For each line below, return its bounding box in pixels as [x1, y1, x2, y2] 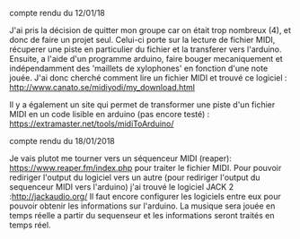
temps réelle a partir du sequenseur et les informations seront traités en [9, 210, 275, 220]
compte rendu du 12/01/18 [9, 8, 106, 18]
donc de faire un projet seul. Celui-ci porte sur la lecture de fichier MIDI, [9, 35, 276, 45]
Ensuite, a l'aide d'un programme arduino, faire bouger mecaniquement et [9, 54, 283, 64]
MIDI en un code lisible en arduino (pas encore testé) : [9, 109, 210, 119]
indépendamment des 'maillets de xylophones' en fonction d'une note [9, 63, 269, 73]
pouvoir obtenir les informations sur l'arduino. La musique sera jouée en [9, 201, 276, 211]
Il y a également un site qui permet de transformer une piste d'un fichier [9, 99, 276, 110]
